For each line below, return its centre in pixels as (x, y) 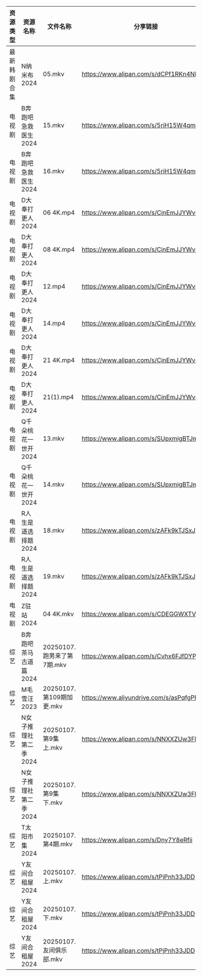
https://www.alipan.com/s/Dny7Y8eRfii (137, 840)
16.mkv (54, 171)
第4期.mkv (58, 844)
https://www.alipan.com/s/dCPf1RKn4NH (140, 74)
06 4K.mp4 (59, 212)
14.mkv (54, 484)
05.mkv (54, 74)
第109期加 (58, 697)
